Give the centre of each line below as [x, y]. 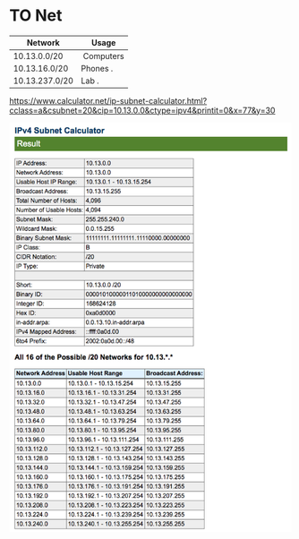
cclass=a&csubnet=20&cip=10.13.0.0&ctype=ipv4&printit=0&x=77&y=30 [142, 110]
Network [43, 43]
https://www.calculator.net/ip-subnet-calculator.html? [108, 100]
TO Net [36, 16]
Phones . [97, 68]
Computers [103, 56]
